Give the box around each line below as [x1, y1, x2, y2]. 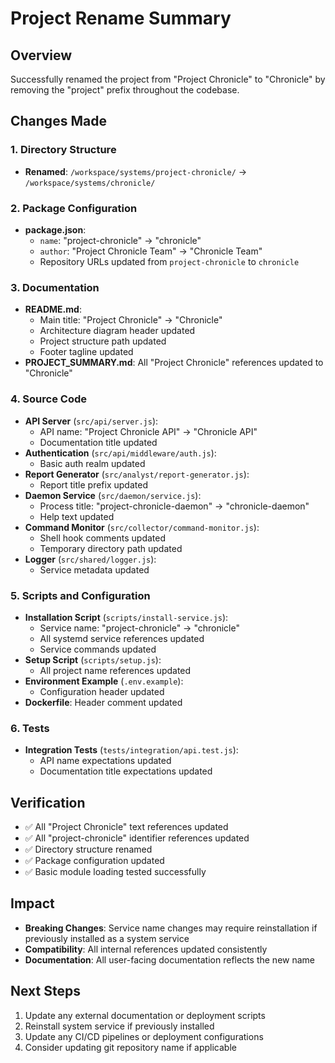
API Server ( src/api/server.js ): [24, 415, 159, 427]
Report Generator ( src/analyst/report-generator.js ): [24, 468, 250, 480]
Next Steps [10, 983, 81, 1000]
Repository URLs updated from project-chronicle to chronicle [39, 255, 300, 267]
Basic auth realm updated [39, 457, 146, 469]
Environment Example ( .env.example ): [24, 675, 184, 687]
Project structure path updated [39, 335, 167, 347]
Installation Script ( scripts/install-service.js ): [24, 611, 229, 623]
